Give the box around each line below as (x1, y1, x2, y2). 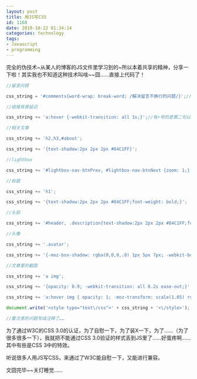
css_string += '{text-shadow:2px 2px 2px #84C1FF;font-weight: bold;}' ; (6, 199, 188, 205)
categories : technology (6, 31, 64, 36)
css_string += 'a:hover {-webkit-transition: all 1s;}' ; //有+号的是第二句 (6, 114, 186, 120)
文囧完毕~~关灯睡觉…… (6, 366, 63, 373)
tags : (6, 36, 19, 42)
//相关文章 (6, 125, 29, 131)
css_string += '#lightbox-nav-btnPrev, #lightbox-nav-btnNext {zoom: (6, 167, 180, 173)
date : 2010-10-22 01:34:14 (6, 25, 72, 31)
